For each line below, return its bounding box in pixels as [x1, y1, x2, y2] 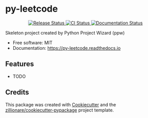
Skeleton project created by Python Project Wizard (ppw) [5, 29, 125, 36]
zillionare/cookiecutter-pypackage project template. [5, 107, 114, 113]
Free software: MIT [12, 39, 53, 46]
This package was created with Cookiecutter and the [5, 101, 116, 107]
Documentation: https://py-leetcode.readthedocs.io [12, 45, 121, 51]
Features [5, 60, 34, 69]
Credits [5, 88, 29, 97]
